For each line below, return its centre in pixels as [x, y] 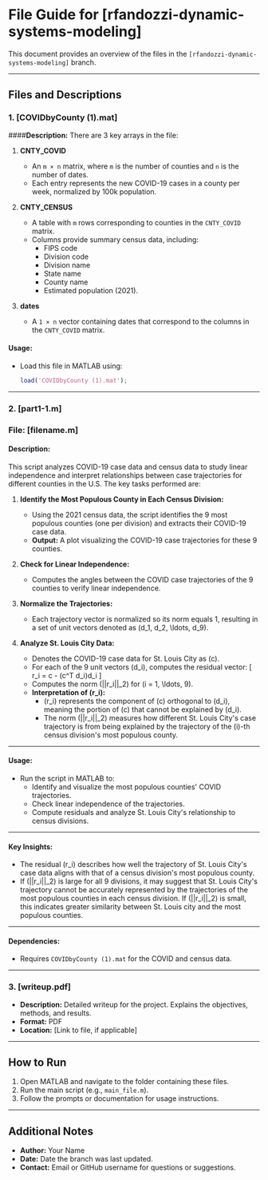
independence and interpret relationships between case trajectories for [125, 475]
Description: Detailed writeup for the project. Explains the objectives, [134, 1004]
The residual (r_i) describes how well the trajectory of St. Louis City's [133, 864]
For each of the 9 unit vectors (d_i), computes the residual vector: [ [142, 667]
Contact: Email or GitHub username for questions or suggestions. [128, 1167]
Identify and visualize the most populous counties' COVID [126, 787]
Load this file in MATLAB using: [71, 366]
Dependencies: [34, 941]
